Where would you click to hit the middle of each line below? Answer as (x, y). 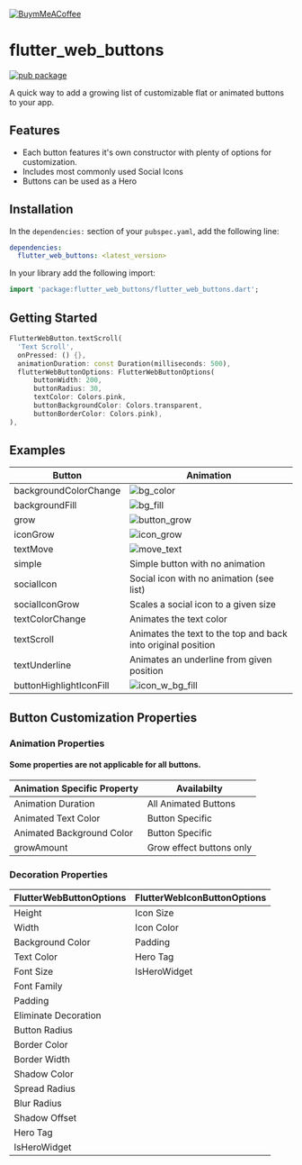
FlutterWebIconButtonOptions (200, 898)
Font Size (34, 971)
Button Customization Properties (103, 718)
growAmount (41, 847)
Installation (41, 209)
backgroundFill (45, 505)
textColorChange (50, 619)
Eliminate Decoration (58, 1015)
